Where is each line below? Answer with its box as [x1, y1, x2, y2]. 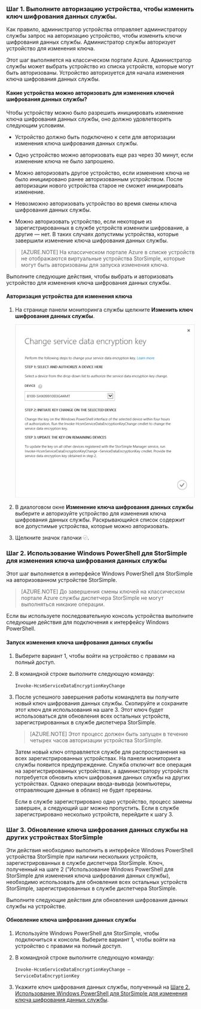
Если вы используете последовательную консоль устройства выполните [6, 612, 193, 620]
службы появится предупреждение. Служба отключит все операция [14, 761, 191, 768]
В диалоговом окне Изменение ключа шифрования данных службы [14, 504, 194, 511]
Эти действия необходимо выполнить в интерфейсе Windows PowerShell [6, 846, 193, 853]
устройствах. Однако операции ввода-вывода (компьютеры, [14, 780, 172, 787]
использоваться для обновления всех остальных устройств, [14, 712, 170, 720]
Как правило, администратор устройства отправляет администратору [6, 26, 187, 33]
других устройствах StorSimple [6, 833, 103, 842]
